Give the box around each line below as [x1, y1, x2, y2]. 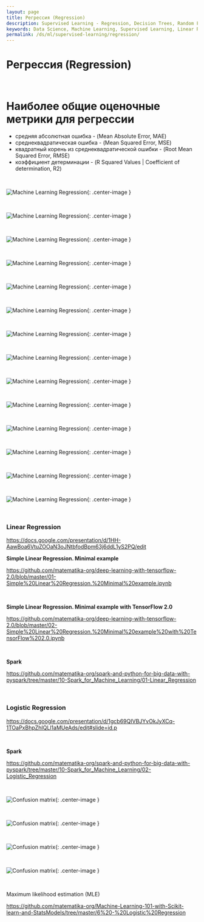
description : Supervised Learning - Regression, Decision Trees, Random [6, 20, 194, 26]
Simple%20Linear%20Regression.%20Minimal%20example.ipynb [6, 580, 172, 587]
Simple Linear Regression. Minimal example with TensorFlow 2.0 [6, 603, 173, 610]
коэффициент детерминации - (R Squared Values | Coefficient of [15, 159, 180, 165]
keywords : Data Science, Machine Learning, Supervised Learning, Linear [6, 26, 194, 32]
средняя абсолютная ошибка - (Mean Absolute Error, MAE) [15, 132, 167, 140]
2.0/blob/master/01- [6, 573, 56, 581]
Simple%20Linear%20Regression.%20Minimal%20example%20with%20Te [6, 628, 197, 635]
